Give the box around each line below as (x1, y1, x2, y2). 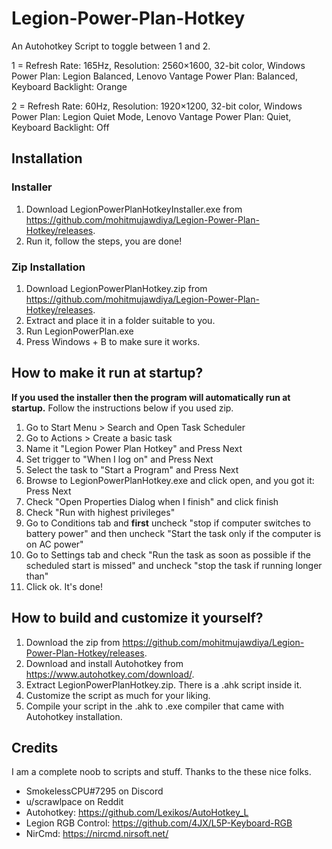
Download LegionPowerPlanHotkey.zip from (25, 282, 208, 294)
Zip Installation (11, 260, 86, 274)
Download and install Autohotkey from (25, 657, 184, 669)
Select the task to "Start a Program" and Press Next (25, 463, 239, 476)
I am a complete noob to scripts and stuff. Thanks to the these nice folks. (11, 766, 312, 778)
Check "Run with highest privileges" (25, 506, 176, 518)
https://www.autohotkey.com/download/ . (25, 668, 195, 680)
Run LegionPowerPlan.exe (25, 325, 134, 337)
